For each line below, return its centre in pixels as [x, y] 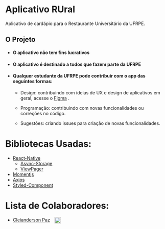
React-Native [27, 158]
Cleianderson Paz [31, 220]
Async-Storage [36, 163]
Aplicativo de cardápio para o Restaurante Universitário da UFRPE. [75, 23]
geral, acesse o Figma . [45, 98]
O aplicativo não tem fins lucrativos [51, 53]
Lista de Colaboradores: [57, 206]
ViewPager [32, 169]
